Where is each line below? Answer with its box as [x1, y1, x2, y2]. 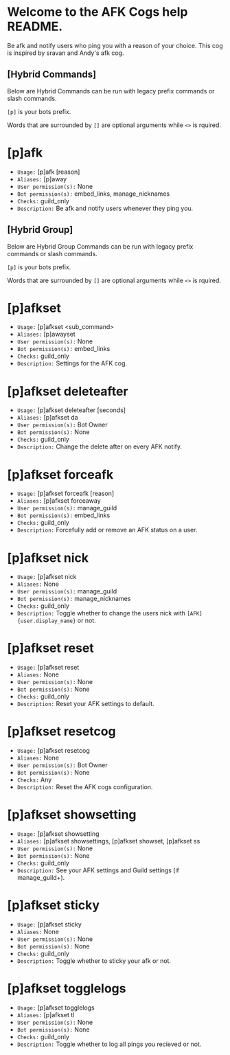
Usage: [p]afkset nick [16, 573, 77, 581]
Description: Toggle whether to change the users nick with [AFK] [16, 609, 203, 617]
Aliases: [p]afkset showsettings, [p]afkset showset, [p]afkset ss [16, 837, 200, 846]
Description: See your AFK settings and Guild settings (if [16, 866, 180, 874]
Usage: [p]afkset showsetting [16, 830, 100, 838]
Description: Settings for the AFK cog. [16, 359, 128, 367]
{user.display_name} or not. [16, 616, 96, 625]
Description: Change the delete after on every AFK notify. [16, 442, 183, 451]
